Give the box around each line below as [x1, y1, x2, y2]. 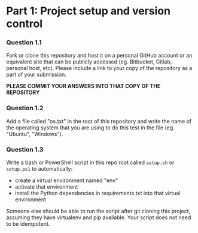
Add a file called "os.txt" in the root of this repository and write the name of [6, 117, 192, 125]
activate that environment [14, 183, 78, 190]
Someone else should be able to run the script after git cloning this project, [6, 208, 191, 215]
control [6, 17, 43, 31]
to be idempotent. [6, 220, 50, 228]
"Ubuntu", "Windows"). [6, 130, 63, 137]
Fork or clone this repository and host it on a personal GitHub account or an [6, 52, 193, 59]
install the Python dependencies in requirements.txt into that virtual [14, 190, 181, 197]
